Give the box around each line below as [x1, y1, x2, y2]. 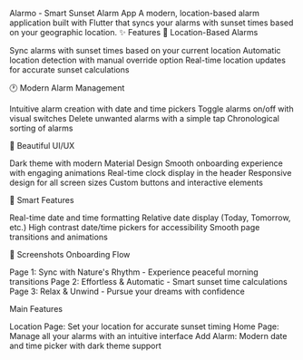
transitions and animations [9, 231, 109, 242]
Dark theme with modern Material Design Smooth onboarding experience [9, 158, 284, 169]
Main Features [9, 304, 64, 314]
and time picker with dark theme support [9, 340, 161, 351]
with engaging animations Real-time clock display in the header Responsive [9, 168, 292, 178]
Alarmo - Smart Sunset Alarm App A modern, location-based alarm [9, 8, 260, 18]
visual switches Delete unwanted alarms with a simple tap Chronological [9, 113, 279, 123]
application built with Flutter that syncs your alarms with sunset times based [9, 17, 294, 28]
